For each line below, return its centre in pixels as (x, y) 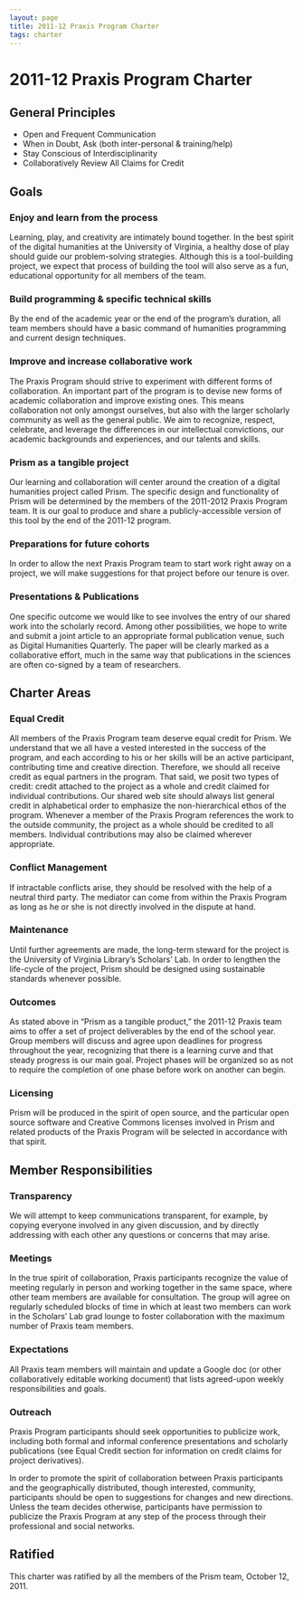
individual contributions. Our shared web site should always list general (142, 796)
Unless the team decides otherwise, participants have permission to (136, 1507)
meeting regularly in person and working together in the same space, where (151, 1288)
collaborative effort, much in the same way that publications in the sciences (150, 655)
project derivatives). (47, 1461)
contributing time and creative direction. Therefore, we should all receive (145, 767)
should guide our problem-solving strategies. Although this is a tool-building (151, 257)
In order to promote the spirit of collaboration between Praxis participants (146, 1478)
